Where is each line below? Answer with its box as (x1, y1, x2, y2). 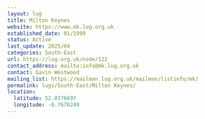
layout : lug (7, 10, 42, 17)
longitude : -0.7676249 (13, 101, 80, 108)
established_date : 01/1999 (7, 29, 86, 37)
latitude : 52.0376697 (13, 95, 77, 102)
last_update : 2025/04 (7, 43, 71, 50)
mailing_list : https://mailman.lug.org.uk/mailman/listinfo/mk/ (7, 75, 199, 83)
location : (7, 88, 36, 95)
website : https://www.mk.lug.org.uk (7, 23, 114, 30)
